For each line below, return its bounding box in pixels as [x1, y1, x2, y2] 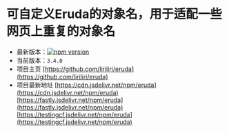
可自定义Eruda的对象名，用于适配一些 [6, 6, 222, 22]
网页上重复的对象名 [6, 23, 116, 39]
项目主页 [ [16, 65, 46, 73]
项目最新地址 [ [16, 81, 57, 89]
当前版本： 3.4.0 [16, 56, 63, 64]
